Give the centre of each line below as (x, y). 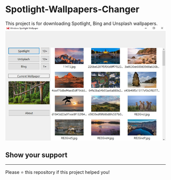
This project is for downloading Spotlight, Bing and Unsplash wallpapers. (81, 23)
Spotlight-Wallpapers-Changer (73, 9)
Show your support (36, 155)
